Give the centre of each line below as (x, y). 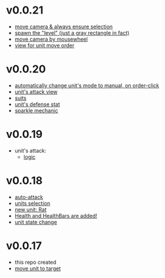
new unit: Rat (31, 209)
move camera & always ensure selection (64, 27)
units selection (32, 203)
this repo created (35, 262)
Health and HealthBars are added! (56, 216)
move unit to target (37, 268)
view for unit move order (44, 45)
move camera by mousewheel (51, 39)
